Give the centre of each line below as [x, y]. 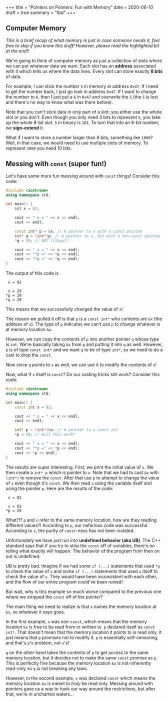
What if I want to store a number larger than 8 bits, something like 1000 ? [79, 137]
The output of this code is [32, 273]
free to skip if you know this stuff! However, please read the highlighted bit [82, 45]
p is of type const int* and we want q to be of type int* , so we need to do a [84, 350]
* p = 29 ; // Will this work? [45, 434]
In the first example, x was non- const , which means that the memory [76, 621]
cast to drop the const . [29, 355]
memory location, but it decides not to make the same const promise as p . [82, 657]
